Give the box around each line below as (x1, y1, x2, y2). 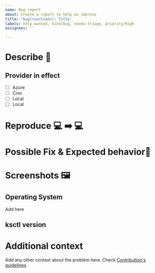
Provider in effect (5, 71, 60, 80)
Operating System (5, 193, 63, 201)
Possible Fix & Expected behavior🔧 (5, 146, 151, 157)
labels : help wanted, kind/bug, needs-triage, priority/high (5, 21, 135, 26)
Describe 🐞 (5, 52, 51, 63)
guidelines (5, 262, 26, 269)
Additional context (5, 241, 83, 252)
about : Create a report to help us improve (5, 12, 97, 17)
